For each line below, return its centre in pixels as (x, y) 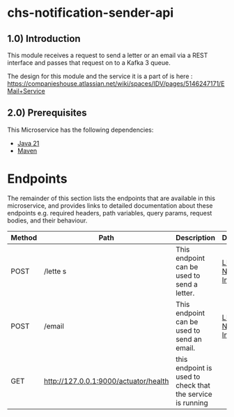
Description (195, 237)
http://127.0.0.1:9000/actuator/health (107, 381)
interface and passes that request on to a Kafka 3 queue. (89, 63)
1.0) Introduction (44, 39)
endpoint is (194, 367)
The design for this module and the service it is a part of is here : (100, 76)
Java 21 (28, 143)
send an (188, 339)
